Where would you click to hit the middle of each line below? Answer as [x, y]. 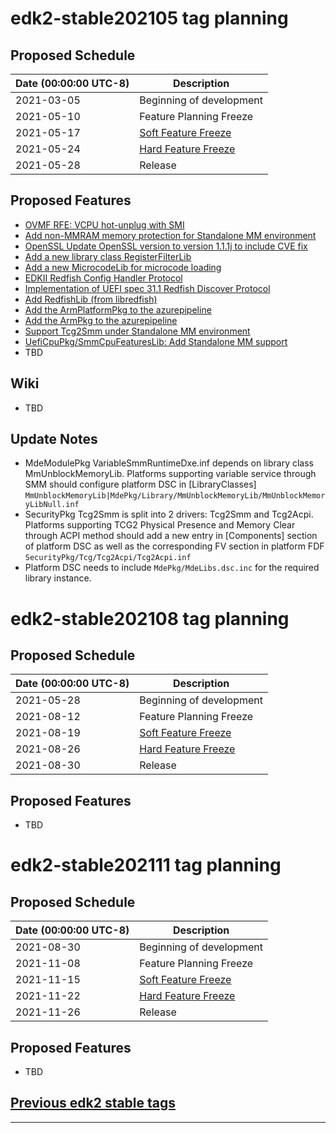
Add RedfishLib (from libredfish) [91, 299]
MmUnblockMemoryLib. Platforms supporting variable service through [170, 474]
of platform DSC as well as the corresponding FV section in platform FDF [174, 546]
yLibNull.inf [52, 505]
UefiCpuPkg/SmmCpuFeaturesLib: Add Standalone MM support [156, 341]
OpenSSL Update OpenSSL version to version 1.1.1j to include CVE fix [166, 246]
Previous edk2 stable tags [93, 1103]
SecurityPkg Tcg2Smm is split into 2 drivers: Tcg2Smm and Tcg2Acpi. [169, 514]
